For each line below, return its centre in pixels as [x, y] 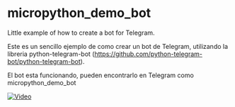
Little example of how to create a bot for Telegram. [81, 33]
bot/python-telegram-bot [44, 61]
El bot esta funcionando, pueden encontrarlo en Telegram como [101, 75]
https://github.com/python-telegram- [149, 54]
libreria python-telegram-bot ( [51, 54]
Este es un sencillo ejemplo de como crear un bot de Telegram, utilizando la [118, 46]
